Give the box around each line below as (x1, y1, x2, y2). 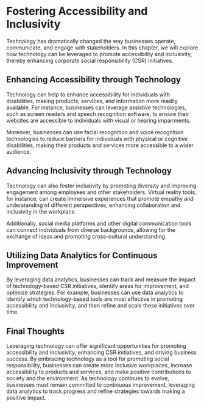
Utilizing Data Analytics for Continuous (6, 250, 158, 261)
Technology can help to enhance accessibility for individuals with (6, 90, 171, 98)
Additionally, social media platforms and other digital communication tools (6, 220, 192, 227)
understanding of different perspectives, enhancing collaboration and (6, 201, 181, 209)
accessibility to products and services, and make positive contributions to (6, 368, 191, 376)
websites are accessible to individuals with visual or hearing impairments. (6, 117, 191, 124)
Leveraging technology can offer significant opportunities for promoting (6, 342, 187, 350)
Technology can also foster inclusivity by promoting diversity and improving (6, 182, 197, 189)
